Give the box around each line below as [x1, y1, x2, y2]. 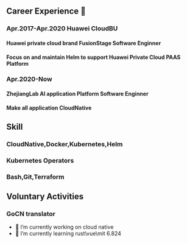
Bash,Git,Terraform [6, 172, 65, 181]
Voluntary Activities [6, 191, 84, 202]
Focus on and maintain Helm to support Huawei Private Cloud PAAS [6, 53, 181, 61]
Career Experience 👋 [6, 6, 86, 16]
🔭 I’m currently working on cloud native [15, 224, 114, 231]
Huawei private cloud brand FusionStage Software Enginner [6, 39, 161, 46]
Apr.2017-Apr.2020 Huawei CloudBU [6, 24, 118, 33]
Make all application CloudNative [6, 104, 92, 111]
